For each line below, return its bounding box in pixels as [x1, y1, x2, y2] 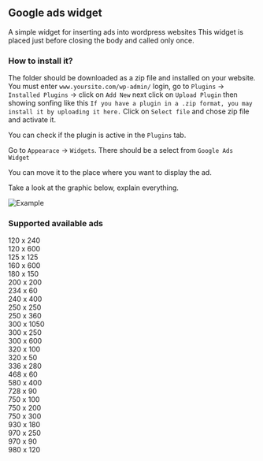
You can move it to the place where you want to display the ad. [8, 168, 213, 177]
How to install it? [8, 55, 73, 66]
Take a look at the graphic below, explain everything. [8, 183, 180, 192]
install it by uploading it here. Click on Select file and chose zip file [8, 106, 250, 117]
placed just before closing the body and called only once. [8, 35, 194, 45]
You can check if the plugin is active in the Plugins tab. [8, 130, 187, 140]
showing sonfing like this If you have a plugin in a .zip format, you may [8, 99, 254, 108]
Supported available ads [8, 218, 104, 229]
